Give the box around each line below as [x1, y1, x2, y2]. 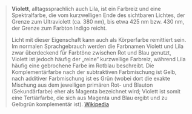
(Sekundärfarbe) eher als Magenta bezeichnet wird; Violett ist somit [11, 88, 181, 95]
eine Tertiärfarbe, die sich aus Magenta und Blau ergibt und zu [11, 94, 168, 101]
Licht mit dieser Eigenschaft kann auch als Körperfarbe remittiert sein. [11, 36, 187, 43]
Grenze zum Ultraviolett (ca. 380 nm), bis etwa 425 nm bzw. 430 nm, [11, 18, 185, 25]
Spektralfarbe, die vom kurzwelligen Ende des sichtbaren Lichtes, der [11, 12, 185, 19]
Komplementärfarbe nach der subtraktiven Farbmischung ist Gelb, [11, 69, 177, 75]
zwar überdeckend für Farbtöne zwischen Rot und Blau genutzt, [11, 49, 172, 56]
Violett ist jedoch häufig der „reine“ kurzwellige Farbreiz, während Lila [11, 56, 186, 62]
